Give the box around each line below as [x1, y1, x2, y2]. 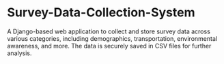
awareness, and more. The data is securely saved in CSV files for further [7, 42, 212, 50]
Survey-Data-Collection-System [7, 5, 195, 20]
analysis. [7, 49, 32, 57]
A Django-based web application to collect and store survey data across [7, 27, 210, 35]
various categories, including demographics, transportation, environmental [7, 34, 217, 42]
